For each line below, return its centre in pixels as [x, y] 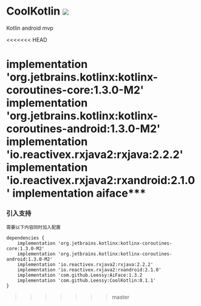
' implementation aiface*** [76, 193]
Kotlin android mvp [30, 28]
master [121, 297]
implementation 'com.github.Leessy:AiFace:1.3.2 [80, 275]
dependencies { [26, 238]
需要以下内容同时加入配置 [33, 228]
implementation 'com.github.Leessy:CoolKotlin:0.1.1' [87, 280]
